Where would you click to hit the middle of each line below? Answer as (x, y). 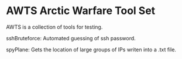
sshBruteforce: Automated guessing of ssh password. (71, 38)
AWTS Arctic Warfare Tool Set (81, 11)
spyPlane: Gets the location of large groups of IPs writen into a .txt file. (91, 49)
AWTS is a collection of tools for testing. (54, 27)
